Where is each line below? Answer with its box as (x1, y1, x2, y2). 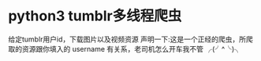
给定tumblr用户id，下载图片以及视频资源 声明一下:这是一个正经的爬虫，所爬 (8, 34, 254, 44)
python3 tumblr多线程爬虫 (8, 7, 182, 25)
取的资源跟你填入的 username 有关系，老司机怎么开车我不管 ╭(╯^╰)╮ (8, 44, 242, 53)
